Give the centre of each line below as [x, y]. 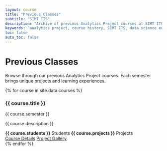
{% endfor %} [19, 144]
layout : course [21, 10]
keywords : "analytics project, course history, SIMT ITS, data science [81, 28]
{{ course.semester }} [27, 114]
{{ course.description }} [29, 124]
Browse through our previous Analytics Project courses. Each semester [78, 75]
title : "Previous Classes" [33, 14]
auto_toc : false [22, 38]
